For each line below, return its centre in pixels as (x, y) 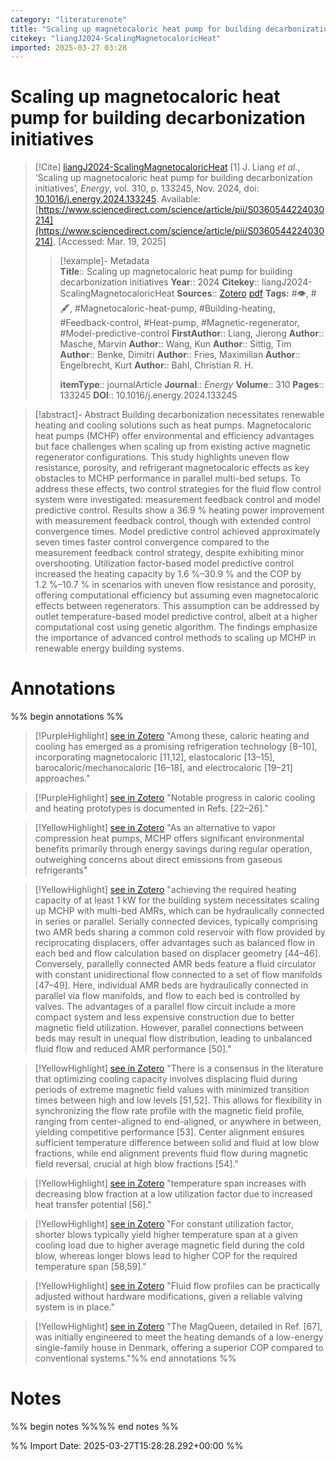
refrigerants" (61, 870)
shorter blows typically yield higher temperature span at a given (166, 1235)
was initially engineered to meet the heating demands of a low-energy (179, 1337)
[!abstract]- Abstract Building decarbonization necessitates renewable (179, 415)
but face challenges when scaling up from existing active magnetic (172, 447)
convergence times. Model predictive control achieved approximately (177, 532)
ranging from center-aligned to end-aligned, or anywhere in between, (178, 1122)
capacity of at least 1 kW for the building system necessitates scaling (177, 900)
